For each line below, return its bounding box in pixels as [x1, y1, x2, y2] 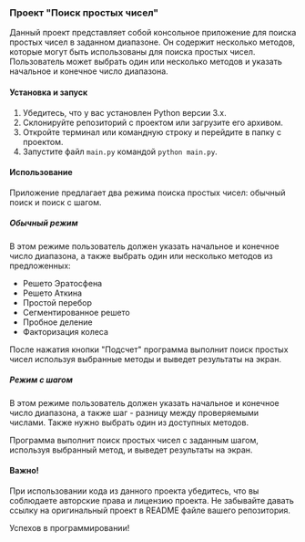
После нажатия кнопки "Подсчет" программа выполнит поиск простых [9, 344, 289, 355]
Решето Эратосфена [22, 277, 103, 288]
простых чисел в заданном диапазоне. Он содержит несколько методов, [9, 36, 296, 47]
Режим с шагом [9, 374, 73, 385]
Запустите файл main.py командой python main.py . [22, 146, 219, 157]
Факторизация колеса [22, 326, 109, 337]
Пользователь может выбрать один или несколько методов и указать [9, 57, 282, 68]
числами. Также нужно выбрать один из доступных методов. [9, 417, 249, 428]
